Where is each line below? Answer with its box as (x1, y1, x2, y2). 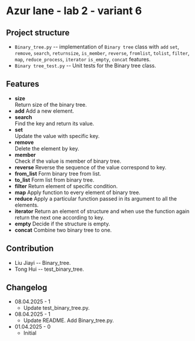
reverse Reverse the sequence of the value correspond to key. (14, 163, 167, 170)
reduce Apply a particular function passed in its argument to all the (14, 195, 177, 202)
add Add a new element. (14, 107, 75, 114)
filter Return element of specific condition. (14, 182, 118, 189)
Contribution (6, 244, 54, 254)
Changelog (6, 283, 48, 293)
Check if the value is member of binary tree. (14, 158, 122, 165)
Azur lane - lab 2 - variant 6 (6, 4, 142, 18)
